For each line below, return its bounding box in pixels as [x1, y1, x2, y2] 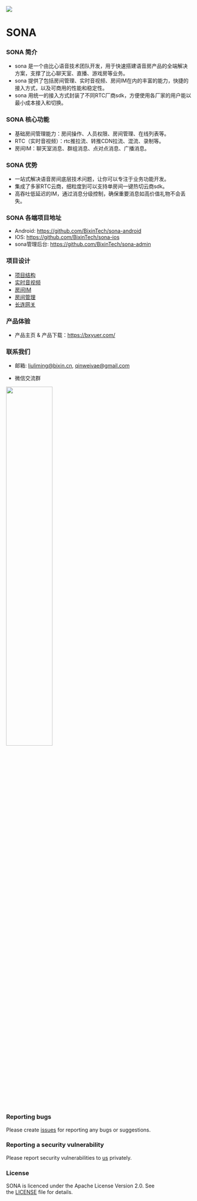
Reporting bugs [6, 1113, 52, 1121]
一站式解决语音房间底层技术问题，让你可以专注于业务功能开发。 [14, 176, 169, 183]
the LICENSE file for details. [6, 1189, 74, 1196]
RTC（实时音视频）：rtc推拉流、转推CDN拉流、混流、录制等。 [14, 137, 165, 144]
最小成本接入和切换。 [14, 100, 66, 107]
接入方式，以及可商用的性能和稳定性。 [14, 85, 108, 92]
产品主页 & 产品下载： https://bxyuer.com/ [14, 331, 116, 338]
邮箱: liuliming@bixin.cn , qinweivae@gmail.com [14, 362, 130, 369]
